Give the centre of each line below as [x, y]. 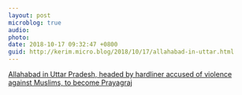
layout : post [30, 15]
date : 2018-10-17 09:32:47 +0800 [63, 45]
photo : [19, 37]
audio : [19, 30]
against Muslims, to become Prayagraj [70, 82]
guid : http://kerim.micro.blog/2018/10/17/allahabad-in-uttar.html [121, 52]
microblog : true [35, 23]
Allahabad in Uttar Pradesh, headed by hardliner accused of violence [120, 74]
